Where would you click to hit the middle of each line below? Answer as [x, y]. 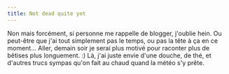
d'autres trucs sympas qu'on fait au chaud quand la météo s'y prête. [106, 62]
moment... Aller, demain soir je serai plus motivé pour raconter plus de [109, 48]
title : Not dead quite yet [47, 13]
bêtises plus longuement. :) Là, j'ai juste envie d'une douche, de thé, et [109, 55]
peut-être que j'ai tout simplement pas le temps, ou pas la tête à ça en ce [113, 40]
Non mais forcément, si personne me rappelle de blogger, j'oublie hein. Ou [114, 33]
